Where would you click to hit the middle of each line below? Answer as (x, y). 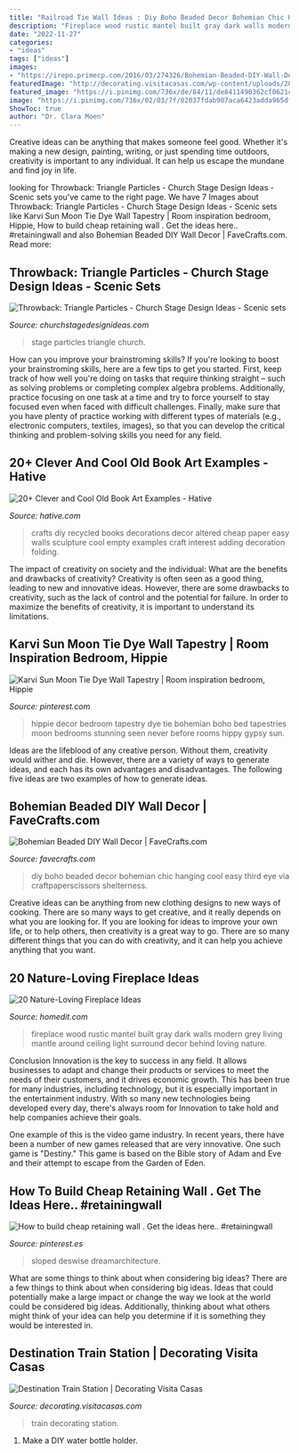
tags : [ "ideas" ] (39, 59)
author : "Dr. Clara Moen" (57, 117)
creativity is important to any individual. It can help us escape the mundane (147, 161)
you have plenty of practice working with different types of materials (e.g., (145, 416)
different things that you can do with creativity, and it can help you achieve (146, 940)
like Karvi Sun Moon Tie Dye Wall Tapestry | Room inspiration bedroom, (140, 216)
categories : (31, 42)
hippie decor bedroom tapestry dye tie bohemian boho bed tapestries (159, 723)
